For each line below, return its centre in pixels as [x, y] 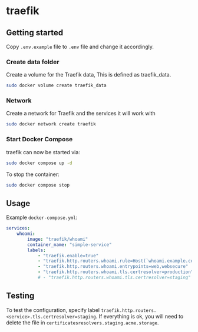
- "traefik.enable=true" [68, 255]
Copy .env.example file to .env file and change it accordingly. [80, 47]
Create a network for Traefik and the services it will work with [81, 114]
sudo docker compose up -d [39, 163]
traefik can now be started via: [43, 152]
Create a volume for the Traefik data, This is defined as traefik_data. [89, 75]
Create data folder [33, 62]
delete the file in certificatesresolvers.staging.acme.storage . [82, 323]
